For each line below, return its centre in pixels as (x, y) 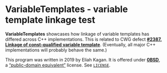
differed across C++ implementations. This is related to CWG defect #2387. (83, 39)
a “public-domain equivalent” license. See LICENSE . (58, 65)
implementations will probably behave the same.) (56, 50)
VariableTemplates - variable (67, 9)
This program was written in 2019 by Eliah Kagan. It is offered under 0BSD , (83, 59)
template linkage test (50, 20)
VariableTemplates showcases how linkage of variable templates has (77, 34)
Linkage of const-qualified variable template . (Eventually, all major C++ (80, 44)
